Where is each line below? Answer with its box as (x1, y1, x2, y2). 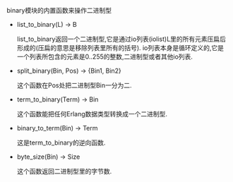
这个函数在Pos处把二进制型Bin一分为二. (16, 81, 132, 90)
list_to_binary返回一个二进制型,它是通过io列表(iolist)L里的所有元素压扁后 (16, 35, 227, 43)
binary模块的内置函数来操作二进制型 (6, 6, 112, 14)
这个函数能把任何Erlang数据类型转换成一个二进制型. (16, 110, 167, 118)
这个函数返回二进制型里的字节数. (16, 167, 112, 175)
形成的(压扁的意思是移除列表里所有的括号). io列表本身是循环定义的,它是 (16, 44, 224, 51)
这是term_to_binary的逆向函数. (16, 138, 106, 147)
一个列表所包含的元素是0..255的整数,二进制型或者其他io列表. (16, 52, 193, 61)
